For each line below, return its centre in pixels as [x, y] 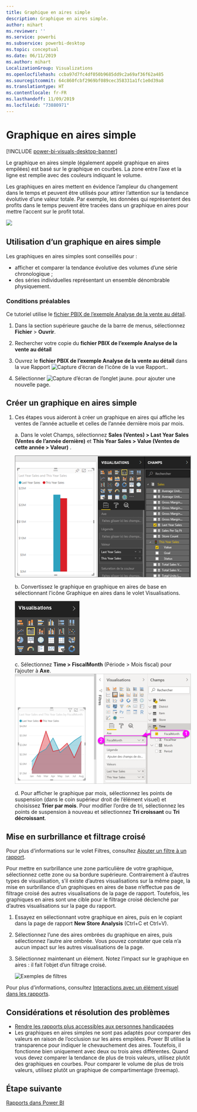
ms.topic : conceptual [33, 50]
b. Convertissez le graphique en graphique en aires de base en [91, 587]
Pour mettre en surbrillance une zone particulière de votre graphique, [90, 868]
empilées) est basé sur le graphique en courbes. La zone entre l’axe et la [94, 169]
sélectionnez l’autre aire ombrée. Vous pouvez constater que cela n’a [98, 941]
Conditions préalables [38, 301]
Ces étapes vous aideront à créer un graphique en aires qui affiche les [99, 417]
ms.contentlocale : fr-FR [36, 93]
